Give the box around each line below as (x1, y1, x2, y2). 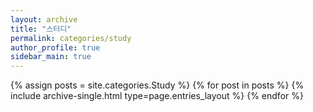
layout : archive (10, 14, 78, 25)
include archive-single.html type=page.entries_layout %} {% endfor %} (10, 90, 304, 102)
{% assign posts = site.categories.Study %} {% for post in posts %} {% (10, 79, 305, 91)
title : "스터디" (10, 24, 72, 34)
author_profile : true (10, 42, 101, 53)
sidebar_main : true (10, 52, 92, 62)
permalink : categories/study (10, 33, 132, 43)
